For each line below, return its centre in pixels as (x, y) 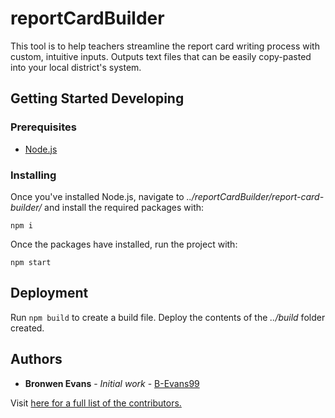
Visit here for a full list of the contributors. (96, 403)
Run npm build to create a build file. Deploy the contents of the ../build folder (168, 317)
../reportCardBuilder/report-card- (255, 196)
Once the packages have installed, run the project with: (124, 244)
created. (27, 328)
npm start (31, 262)
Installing (33, 175)
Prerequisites (43, 127)
